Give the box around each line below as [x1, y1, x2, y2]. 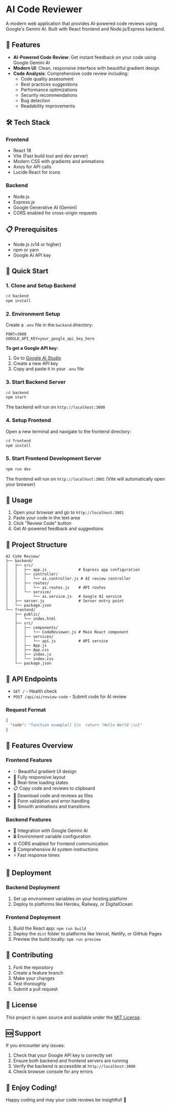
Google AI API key [13, 252, 51, 258]
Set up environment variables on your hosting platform [13, 895, 127, 902]
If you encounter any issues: [6, 1042, 65, 1048]
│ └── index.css [15, 656, 54, 661]
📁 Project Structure [6, 540, 67, 549]
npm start [6, 395, 27, 400]
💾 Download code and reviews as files [13, 792, 93, 798]
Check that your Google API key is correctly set [13, 1052, 113, 1059]
